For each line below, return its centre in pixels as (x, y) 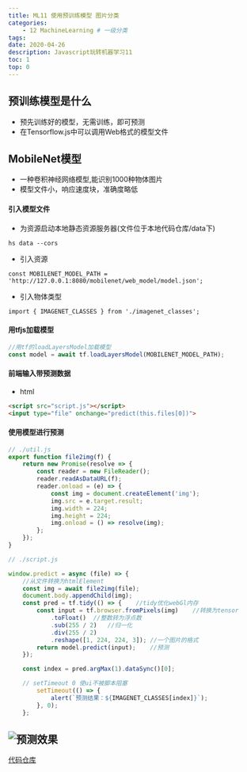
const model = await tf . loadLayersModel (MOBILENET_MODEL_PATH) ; (116, 354)
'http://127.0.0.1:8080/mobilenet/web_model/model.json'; (106, 281)
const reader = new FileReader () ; (93, 472)
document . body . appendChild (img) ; (78, 596)
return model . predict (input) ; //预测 (103, 647)
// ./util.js (30, 449)
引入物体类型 (40, 296)
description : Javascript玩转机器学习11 (70, 52)
